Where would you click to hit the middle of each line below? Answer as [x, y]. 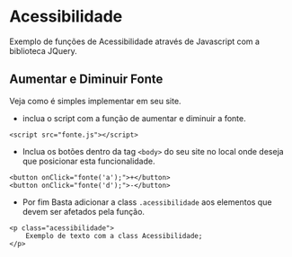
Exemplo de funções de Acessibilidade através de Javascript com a [135, 41]
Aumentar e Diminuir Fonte [86, 80]
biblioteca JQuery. [44, 50]
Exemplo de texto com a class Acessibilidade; [114, 235]
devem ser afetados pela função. [84, 211]
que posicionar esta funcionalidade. [88, 161]
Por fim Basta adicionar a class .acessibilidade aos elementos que [147, 202]
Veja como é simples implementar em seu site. [95, 101]
